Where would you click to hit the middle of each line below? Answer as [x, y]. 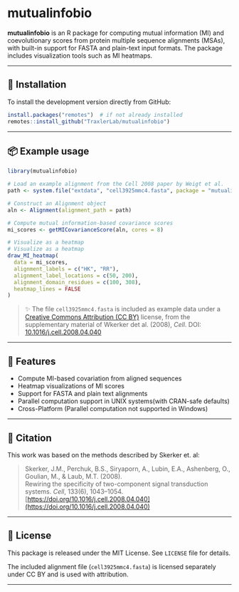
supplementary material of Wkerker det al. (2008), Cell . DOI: [113, 325]
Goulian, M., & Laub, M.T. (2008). [73, 476]
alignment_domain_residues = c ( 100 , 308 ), [78, 282]
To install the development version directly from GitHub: [89, 102]
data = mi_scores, [41, 263]
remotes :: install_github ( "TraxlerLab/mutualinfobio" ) [89, 121]
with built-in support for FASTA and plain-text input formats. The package [115, 48]
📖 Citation [30, 438]
